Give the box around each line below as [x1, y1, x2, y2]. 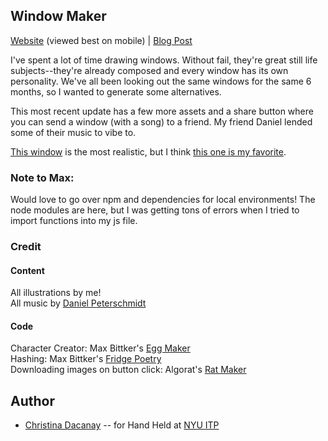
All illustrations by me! [10, 287, 102, 299]
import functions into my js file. [10, 215, 138, 227]
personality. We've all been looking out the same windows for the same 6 [10, 75, 312, 87]
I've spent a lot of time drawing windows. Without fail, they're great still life [10, 54, 318, 66]
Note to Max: [10, 170, 75, 184]
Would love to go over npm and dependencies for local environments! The [10, 194, 316, 206]
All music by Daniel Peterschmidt [10, 297, 147, 309]
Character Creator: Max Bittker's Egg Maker [10, 342, 191, 354]
